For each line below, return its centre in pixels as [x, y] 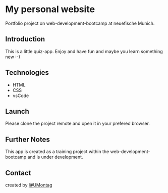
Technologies [27, 73]
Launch [17, 111]
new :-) [13, 57]
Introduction [25, 39]
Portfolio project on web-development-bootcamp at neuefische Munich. [80, 23]
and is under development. [55, 157]
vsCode [21, 95]
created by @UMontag [29, 185]
